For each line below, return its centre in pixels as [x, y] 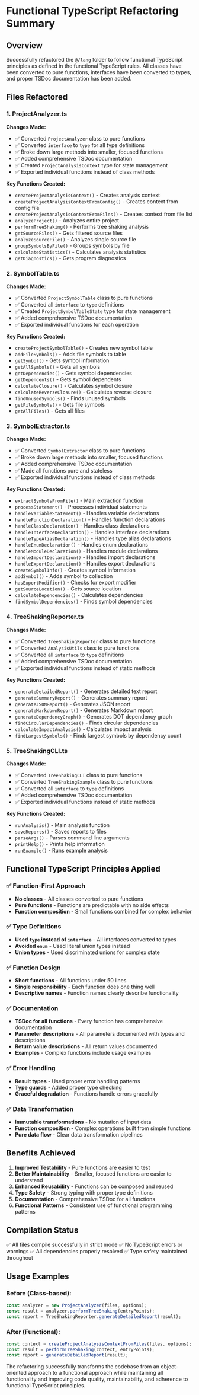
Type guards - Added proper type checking [68, 1087]
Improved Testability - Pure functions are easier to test [82, 1167]
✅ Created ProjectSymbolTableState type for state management [92, 311]
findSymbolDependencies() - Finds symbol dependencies [84, 601]
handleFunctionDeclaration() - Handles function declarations [90, 519]
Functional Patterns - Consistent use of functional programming [94, 1205]
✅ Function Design [33, 968]
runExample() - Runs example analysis [61, 850]
